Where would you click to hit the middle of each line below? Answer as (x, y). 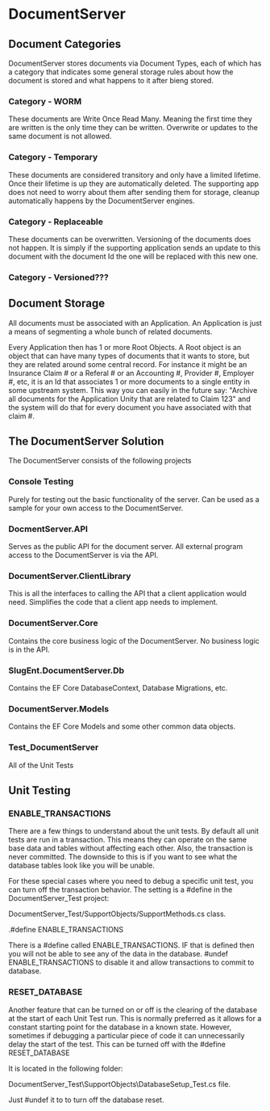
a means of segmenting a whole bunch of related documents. (110, 332)
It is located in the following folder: (66, 1068)
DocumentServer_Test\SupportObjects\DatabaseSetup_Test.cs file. (120, 1084)
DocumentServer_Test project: (59, 898)
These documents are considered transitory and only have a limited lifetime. (135, 175)
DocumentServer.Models (59, 708)
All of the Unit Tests (41, 765)
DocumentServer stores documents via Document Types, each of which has (135, 63)
